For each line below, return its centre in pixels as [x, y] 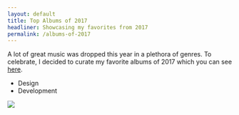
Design [28, 84]
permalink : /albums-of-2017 [49, 34]
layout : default [31, 14]
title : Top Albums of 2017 [47, 21]
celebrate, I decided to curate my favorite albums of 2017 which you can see [120, 62]
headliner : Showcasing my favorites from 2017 [78, 27]
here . [15, 69]
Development [37, 91]
